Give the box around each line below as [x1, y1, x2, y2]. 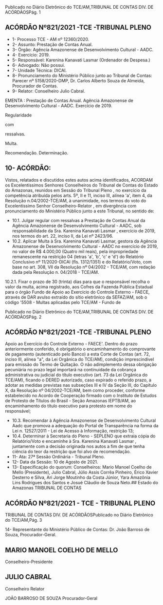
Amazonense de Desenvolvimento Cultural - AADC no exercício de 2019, [12, 243, 158, 249]
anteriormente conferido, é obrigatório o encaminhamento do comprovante [5, 346, 156, 352]
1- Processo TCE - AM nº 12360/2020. [12, 36, 90, 42]
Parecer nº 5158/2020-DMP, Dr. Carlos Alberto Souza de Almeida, [12, 77, 145, 83]
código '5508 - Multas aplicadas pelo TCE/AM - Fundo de [5, 299, 121, 305]
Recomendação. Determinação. [5, 150, 69, 155]
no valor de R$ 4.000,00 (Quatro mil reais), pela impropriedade [12, 248, 139, 254]
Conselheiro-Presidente [5, 559, 53, 565]
